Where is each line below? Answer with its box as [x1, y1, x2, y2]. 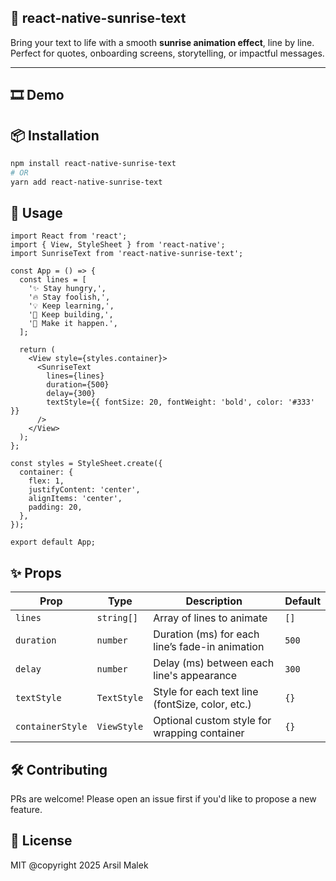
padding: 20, [28, 502, 83, 513]
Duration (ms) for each [153, 627, 260, 641]
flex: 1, [28, 476, 65, 486]
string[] [96, 612, 139, 624]
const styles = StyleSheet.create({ [10, 459, 163, 469]
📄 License [10, 832, 73, 850]
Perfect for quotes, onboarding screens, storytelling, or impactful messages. [10, 47, 325, 59]
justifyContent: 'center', [28, 485, 141, 495]
